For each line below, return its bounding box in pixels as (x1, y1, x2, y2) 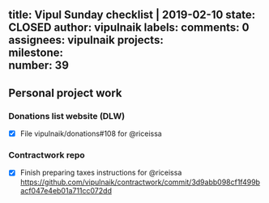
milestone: (8, 46, 63, 60)
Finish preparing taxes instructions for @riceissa (19, 167, 182, 178)
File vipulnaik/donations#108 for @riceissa (19, 129, 162, 138)
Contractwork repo (8, 150, 85, 161)
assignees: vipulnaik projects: (8, 33, 164, 47)
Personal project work (8, 86, 122, 99)
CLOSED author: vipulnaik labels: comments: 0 (8, 21, 250, 35)
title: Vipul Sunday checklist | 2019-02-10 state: (8, 8, 256, 22)
